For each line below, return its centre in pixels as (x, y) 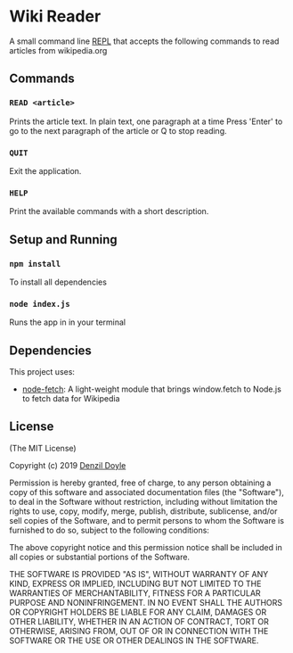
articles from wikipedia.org (58, 50)
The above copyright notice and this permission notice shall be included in (146, 547)
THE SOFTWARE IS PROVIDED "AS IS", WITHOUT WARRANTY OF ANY (139, 574)
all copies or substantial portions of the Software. (99, 557)
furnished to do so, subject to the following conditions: (109, 530)
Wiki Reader (55, 17)
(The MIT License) (43, 448)
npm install (35, 264)
